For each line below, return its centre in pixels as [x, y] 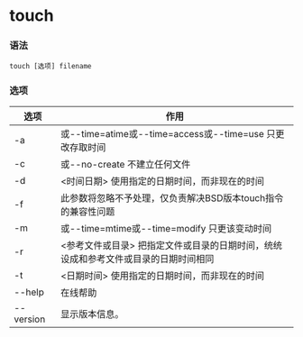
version [30, 319]
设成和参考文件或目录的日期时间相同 [137, 259]
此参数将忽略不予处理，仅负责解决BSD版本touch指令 [172, 197]
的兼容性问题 [87, 211]
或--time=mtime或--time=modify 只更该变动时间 [166, 228]
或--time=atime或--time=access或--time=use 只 [168, 133]
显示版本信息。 [92, 314]
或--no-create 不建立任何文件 [125, 164]
